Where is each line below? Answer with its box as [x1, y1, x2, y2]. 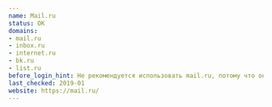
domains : [8, 27, 38, 35]
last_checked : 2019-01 [8, 79, 85, 87]
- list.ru [8, 64, 42, 72]
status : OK [8, 19, 45, 27]
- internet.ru [8, 49, 57, 57]
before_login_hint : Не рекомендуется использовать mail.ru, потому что [8, 72, 255, 80]
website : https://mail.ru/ [8, 86, 100, 95]
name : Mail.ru [8, 11, 57, 20]
